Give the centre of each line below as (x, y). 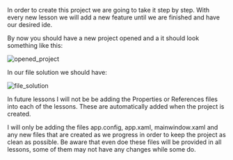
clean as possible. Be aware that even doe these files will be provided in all (114, 142)
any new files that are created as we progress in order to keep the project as (116, 135)
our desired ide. (30, 25)
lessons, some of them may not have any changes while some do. (102, 149)
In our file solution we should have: (57, 72)
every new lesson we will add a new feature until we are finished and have (114, 17)
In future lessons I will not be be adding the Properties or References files (112, 99)
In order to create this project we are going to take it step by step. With (109, 10)
